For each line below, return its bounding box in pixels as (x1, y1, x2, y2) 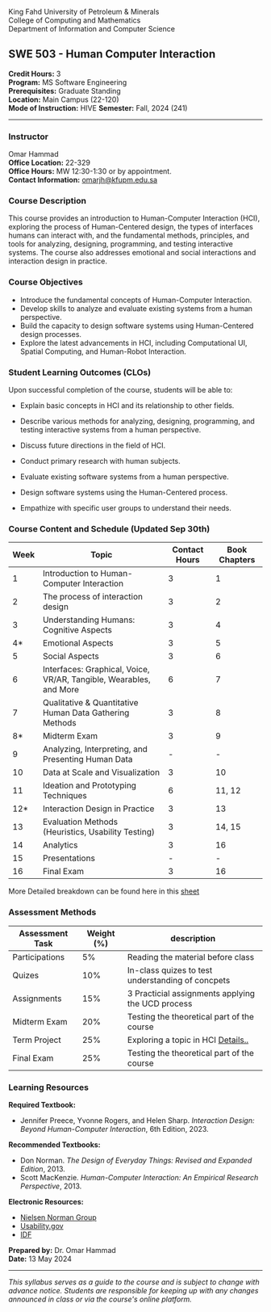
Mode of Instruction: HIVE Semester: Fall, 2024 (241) (8, 103, 188, 112)
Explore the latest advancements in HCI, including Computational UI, (19, 338, 248, 347)
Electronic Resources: (8, 1196, 84, 1206)
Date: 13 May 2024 (8, 1254, 73, 1264)
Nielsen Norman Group (19, 1212, 97, 1222)
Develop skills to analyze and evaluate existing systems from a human (19, 303, 252, 313)
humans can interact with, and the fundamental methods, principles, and (8, 230, 250, 241)
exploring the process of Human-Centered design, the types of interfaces (8, 222, 254, 232)
